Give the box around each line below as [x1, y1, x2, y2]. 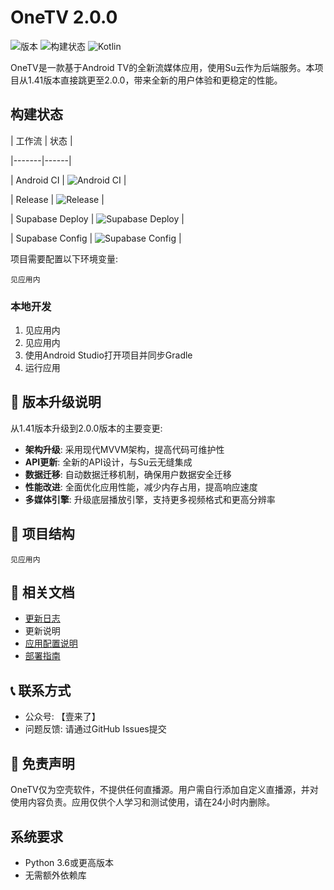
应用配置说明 [24, 637, 78, 650]
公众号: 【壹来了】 [24, 711, 101, 723]
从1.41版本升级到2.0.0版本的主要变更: [10, 422, 163, 434]
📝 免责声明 [10, 755, 75, 772]
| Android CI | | [10, 174, 127, 186]
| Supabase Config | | [10, 232, 182, 244]
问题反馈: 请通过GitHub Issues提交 [24, 723, 167, 735]
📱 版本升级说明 [10, 394, 102, 411]
